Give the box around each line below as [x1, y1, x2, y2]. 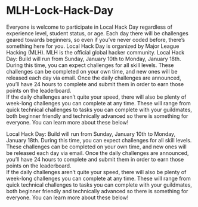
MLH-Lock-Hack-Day [6, 4, 114, 17]
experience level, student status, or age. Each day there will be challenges [6, 29, 189, 36]
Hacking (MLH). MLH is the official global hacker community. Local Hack [6, 48, 185, 56]
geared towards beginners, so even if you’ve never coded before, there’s [6, 36, 185, 43]
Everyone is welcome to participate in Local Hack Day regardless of [6, 23, 173, 31]
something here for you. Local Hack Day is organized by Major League [6, 42, 180, 50]
